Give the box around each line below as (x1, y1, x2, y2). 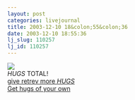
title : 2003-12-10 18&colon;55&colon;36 (7, 23, 129, 30)
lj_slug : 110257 (7, 37, 55, 44)
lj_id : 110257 (7, 43, 49, 50)
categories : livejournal (7, 17, 81, 24)
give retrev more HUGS (7, 77, 76, 85)
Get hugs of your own (7, 85, 71, 92)
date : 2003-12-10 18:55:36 (7, 30, 87, 37)
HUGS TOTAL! (7, 70, 49, 77)
